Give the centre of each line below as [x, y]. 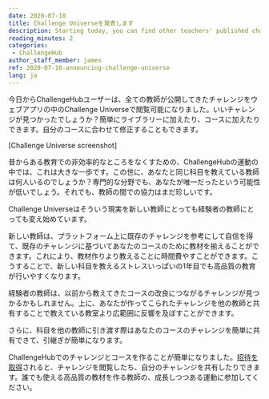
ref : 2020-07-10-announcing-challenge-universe [89, 68]
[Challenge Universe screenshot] [63, 145]
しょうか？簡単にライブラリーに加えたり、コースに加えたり [162, 119]
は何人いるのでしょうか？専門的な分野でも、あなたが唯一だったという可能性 [134, 182]
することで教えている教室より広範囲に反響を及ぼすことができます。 [126, 312]
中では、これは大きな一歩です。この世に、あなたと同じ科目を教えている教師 [134, 171]
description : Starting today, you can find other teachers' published [128, 30]
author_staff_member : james [55, 61]
